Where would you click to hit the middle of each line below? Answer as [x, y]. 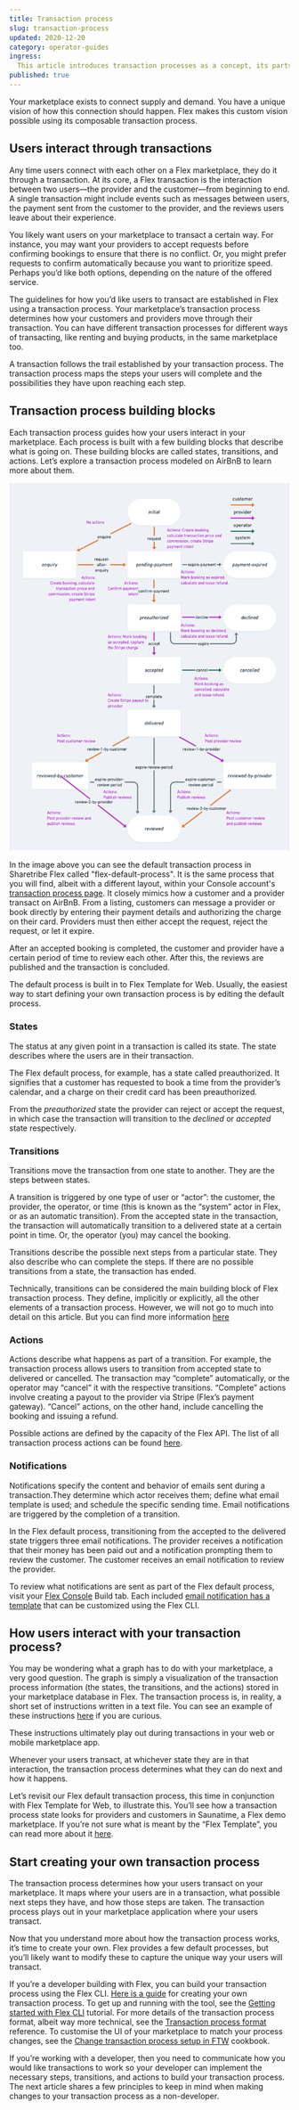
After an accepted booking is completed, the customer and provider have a [147, 948]
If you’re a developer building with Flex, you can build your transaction [138, 1984]
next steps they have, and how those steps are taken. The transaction [137, 1902]
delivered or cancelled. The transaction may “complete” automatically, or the [149, 1378]
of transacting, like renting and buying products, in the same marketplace [144, 337]
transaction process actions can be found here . [96, 1443]
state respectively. [43, 1128]
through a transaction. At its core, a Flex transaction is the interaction [136, 179]
